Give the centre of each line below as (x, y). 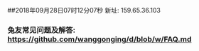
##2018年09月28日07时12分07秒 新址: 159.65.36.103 (84, 10)
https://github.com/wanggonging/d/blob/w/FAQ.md (99, 39)
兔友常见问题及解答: (42, 30)
